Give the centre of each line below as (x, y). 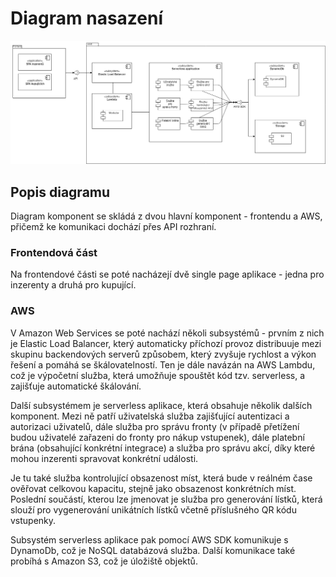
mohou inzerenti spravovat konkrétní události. (104, 458)
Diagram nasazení (87, 18)
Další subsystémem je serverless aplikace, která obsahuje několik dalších (161, 405)
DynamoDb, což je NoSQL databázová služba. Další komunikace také (153, 550)
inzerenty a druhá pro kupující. (73, 285)
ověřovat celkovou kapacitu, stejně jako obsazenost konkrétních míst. (153, 488)
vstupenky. (33, 520)
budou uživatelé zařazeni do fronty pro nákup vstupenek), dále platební (157, 437)
